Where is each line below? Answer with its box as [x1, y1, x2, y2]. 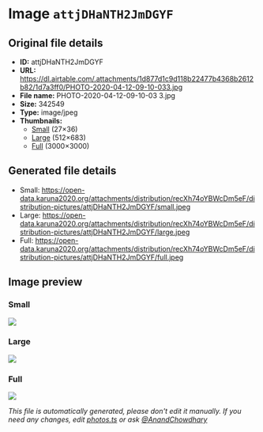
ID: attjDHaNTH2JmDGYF [19, 57, 104, 66]
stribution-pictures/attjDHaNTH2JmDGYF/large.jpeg [19, 227, 190, 237]
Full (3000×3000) [31, 142, 90, 150]
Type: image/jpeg [19, 108, 78, 117]
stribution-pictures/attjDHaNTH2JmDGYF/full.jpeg [19, 252, 184, 262]
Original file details [8, 36, 103, 50]
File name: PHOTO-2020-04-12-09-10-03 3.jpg [19, 91, 176, 100]
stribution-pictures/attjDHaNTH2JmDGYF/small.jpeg [19, 202, 191, 211]
